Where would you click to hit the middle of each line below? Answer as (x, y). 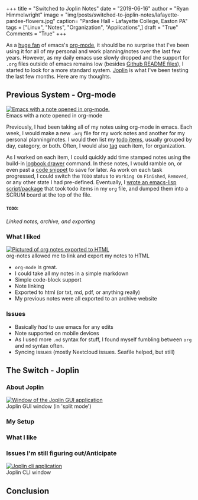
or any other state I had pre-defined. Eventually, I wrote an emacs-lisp (91, 182)
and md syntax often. (39, 345)
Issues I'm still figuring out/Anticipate (61, 453)
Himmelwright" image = (35, 15)
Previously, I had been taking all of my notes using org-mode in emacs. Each (99, 127)
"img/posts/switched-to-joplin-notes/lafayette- (122, 15)
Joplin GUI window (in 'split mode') (49, 406)
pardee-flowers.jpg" (31, 21)
